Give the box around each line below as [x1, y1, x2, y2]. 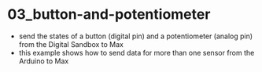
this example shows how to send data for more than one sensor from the [18, 48, 255, 57]
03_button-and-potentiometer [7, 5, 211, 23]
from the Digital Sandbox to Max [18, 39, 124, 49]
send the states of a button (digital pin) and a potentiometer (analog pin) [18, 31, 253, 41]
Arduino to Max [18, 56, 69, 66]
